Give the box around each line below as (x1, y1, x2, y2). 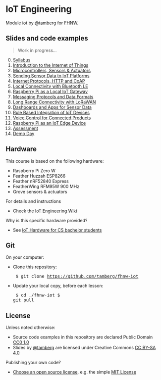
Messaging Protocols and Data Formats (12, 94, 94, 99)
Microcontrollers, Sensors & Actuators (12, 67, 91, 73)
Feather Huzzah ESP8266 (12, 173, 66, 179)
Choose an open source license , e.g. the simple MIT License (12, 369, 137, 375)
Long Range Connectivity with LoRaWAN (12, 99, 96, 105)
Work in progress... (17, 47, 57, 53)
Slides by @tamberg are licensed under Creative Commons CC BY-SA (12, 345, 156, 351)
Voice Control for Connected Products (12, 115, 91, 121)
